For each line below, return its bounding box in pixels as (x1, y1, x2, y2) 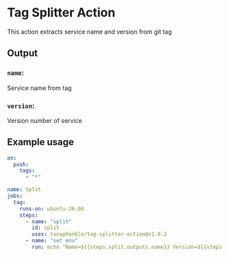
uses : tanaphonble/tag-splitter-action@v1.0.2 (32, 231, 167, 238)
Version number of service (7, 116, 82, 124)
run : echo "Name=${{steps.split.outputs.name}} (32, 244, 170, 251)
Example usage (7, 136, 74, 148)
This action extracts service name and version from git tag (7, 27, 173, 36)
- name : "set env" (25, 237, 78, 245)
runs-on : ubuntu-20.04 (19, 205, 84, 212)
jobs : (7, 192, 23, 200)
